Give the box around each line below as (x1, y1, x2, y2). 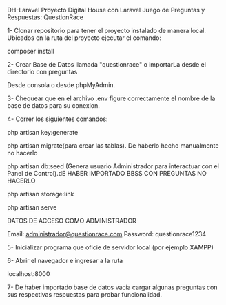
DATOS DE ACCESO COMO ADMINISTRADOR (7, 216, 136, 225)
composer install (7, 47, 54, 55)
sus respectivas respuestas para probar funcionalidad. (7, 291, 162, 298)
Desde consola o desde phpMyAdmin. (7, 81, 116, 89)
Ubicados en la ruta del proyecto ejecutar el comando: (7, 34, 162, 42)
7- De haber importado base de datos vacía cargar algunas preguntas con (7, 283, 218, 291)
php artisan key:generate (7, 128, 79, 136)
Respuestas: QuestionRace (7, 13, 84, 21)
